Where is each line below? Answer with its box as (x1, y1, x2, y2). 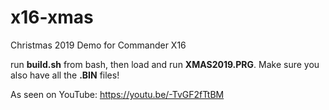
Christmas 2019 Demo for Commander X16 (10, 39, 187, 51)
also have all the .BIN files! (10, 69, 120, 81)
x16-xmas (10, 6, 94, 29)
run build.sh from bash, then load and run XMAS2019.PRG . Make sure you (10, 58, 320, 70)
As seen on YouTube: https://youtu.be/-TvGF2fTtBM (10, 88, 225, 100)
